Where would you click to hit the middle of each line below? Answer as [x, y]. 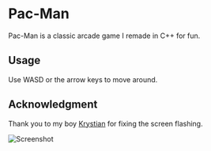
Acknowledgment [53, 105]
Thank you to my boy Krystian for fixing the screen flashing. [105, 123]
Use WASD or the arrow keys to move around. [83, 79]
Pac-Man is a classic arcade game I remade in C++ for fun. [104, 36]
